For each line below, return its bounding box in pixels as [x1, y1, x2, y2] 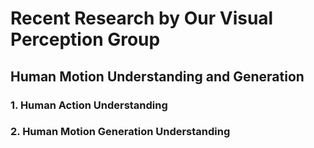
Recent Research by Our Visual [10, 7, 274, 30]
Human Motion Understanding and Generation [10, 68, 305, 85]
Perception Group [10, 28, 161, 51]
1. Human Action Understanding [10, 98, 168, 112]
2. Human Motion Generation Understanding [10, 125, 231, 139]
